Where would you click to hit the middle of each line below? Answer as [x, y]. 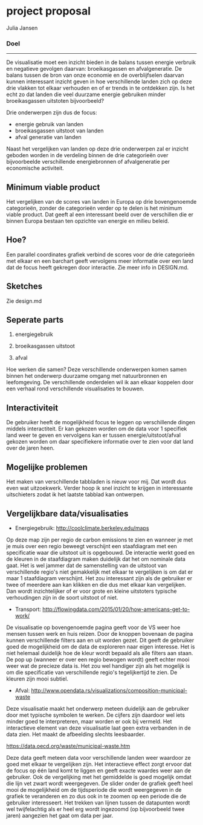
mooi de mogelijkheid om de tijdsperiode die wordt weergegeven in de [94, 789]
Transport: [28, 609]
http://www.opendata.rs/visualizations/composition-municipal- [109, 690]
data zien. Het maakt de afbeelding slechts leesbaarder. [76, 734]
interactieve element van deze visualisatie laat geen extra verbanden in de [99, 728]
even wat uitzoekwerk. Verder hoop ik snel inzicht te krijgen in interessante [100, 488]
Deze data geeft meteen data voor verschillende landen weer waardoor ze [99, 757]
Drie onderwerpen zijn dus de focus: [52, 112]
